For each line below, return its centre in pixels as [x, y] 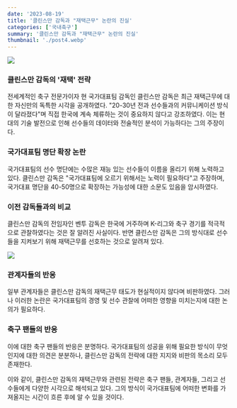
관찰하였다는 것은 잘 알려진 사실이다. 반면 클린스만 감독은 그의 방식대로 [117, 233]
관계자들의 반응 [32, 275]
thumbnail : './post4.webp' [47, 40]
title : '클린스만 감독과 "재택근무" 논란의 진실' [70, 21]
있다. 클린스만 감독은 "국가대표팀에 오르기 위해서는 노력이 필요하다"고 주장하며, [116, 177]
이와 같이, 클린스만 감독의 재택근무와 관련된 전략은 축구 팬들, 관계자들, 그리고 [113, 379]
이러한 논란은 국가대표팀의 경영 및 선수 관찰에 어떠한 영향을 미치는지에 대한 [117, 301]
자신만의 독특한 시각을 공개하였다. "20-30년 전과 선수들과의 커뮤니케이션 [115, 105]
